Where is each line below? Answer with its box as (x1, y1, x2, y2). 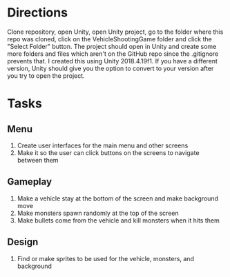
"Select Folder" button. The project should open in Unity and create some (7, 42, 217, 50)
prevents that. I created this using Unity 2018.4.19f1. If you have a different (7, 57, 218, 65)
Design (7, 236, 39, 248)
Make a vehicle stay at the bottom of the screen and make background (17, 194, 219, 203)
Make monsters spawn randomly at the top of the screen (17, 209, 179, 217)
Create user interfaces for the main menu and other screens (17, 141, 189, 150)
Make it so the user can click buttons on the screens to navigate (17, 148, 200, 156)
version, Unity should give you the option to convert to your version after (7, 64, 214, 72)
